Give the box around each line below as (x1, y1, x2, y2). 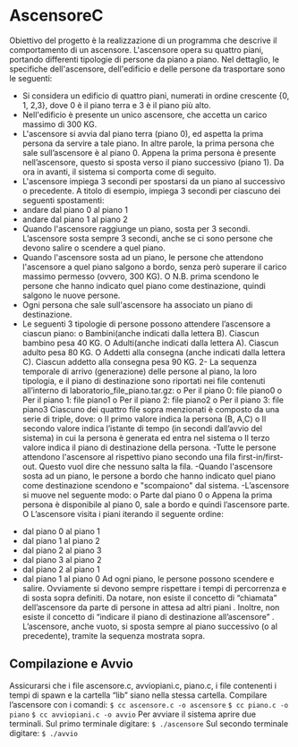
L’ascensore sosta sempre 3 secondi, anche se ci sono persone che (21, 233, 273, 243)
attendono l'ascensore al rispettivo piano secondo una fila (21, 451, 237, 462)
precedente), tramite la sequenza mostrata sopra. (21, 630, 206, 641)
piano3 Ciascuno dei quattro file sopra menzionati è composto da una (21, 403, 280, 414)
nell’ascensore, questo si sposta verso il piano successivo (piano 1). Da (21, 157, 285, 167)
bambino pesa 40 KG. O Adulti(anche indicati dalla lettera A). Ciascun (21, 337, 279, 348)
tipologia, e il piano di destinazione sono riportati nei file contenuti (21, 375, 266, 386)
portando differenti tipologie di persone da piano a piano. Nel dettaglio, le (9, 54, 280, 64)
